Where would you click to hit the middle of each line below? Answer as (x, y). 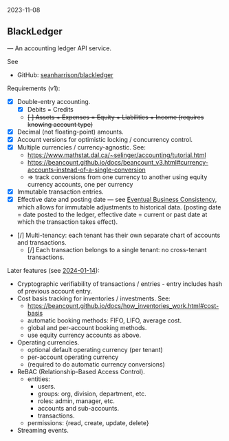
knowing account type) (60, 124)
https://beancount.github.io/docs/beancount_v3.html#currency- (118, 163)
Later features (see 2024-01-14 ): (53, 271)
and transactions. (42, 243)
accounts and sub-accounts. (78, 409)
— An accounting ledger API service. (59, 48)
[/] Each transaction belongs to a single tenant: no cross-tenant (117, 250)
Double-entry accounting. (54, 101)
